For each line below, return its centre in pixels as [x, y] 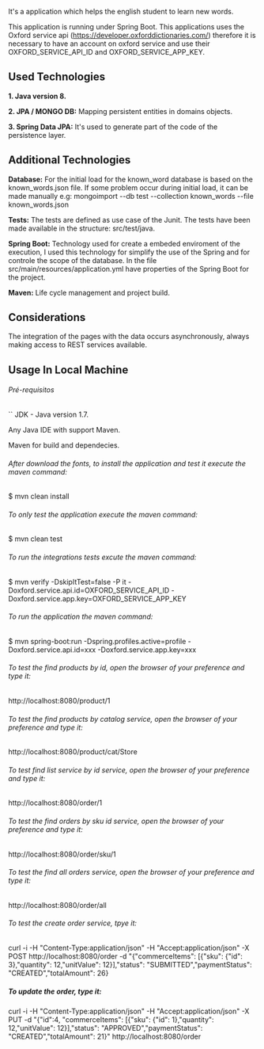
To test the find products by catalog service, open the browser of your [123, 719]
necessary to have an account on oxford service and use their [109, 44]
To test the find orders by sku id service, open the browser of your [116, 821]
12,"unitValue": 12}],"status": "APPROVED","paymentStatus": [106, 1028]
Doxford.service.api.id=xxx [52, 650]
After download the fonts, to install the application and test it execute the [127, 463]
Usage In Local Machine [68, 370]
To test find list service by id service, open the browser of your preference [129, 770]
